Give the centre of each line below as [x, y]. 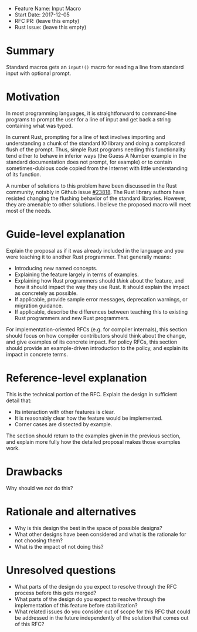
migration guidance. [39, 305]
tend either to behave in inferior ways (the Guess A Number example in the [96, 155]
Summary [30, 51]
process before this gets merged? [55, 593]
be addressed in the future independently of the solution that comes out [101, 617]
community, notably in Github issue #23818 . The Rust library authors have [95, 192]
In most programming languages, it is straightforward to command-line [91, 113]
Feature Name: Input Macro [47, 9]
